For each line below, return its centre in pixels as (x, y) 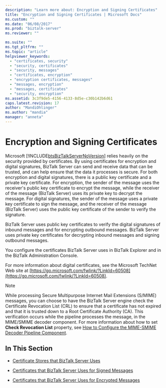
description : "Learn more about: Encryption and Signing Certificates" (81, 10)
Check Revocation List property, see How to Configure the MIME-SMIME (81, 327)
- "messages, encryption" (37, 84)
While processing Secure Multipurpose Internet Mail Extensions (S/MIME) (81, 295)
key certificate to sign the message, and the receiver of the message (76, 204)
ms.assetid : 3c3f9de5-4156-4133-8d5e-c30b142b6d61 (59, 99)
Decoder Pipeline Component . (36, 333)
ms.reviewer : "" (22, 33)
